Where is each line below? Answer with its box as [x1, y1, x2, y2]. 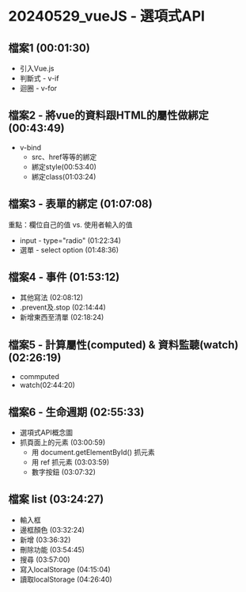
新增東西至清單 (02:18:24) [19, 313, 104, 322]
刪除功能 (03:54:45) [19, 545, 85, 554]
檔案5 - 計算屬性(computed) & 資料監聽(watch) [8, 338, 239, 351]
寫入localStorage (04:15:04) [19, 564, 111, 574]
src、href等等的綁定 [31, 152, 97, 161]
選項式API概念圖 [19, 428, 74, 438]
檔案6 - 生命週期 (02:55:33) [8, 405, 145, 419]
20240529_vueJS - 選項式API [8, 7, 206, 25]
